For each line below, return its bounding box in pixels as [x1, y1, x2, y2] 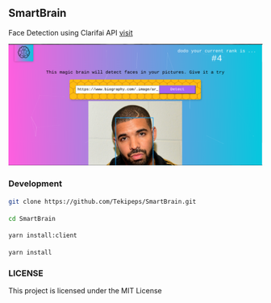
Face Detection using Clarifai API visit [8, 27, 133, 37]
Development [8, 178, 63, 189]
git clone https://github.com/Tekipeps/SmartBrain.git [8, 197, 197, 205]
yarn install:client [8, 231, 78, 240]
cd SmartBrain [8, 214, 56, 222]
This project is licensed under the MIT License [8, 286, 163, 296]
